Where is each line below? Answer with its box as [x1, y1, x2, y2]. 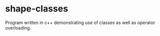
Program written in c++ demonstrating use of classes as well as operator [5, 19, 155, 25]
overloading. [5, 24, 31, 30]
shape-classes [5, 3, 68, 14]
